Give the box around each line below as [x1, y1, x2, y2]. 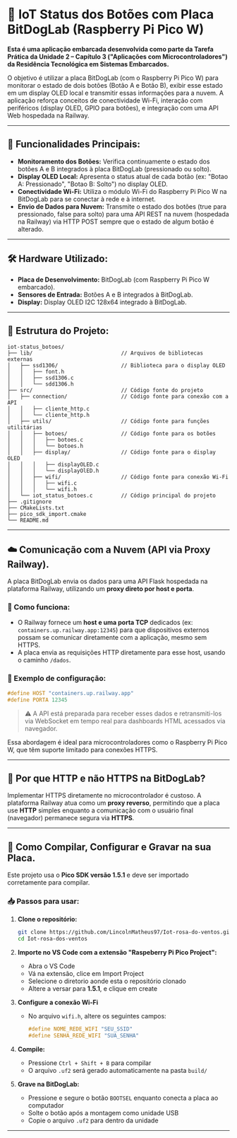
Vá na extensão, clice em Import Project [28, 970, 145, 978]
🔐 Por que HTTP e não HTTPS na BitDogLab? [7, 772, 206, 784]
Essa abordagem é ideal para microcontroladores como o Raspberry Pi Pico [7, 737, 228, 746]
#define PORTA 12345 [7, 696, 68, 703]
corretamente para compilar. [7, 878, 90, 887]
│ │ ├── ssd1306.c [7, 374, 74, 381]
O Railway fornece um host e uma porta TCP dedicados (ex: [17, 619, 193, 627]
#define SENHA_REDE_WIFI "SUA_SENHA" [28, 1033, 140, 1040]
